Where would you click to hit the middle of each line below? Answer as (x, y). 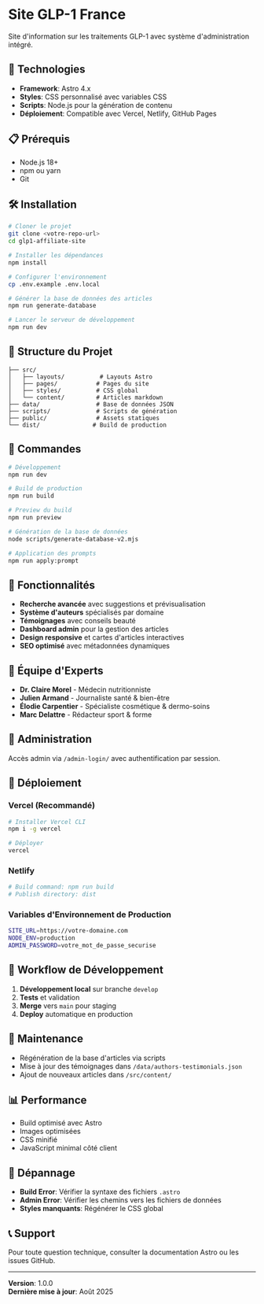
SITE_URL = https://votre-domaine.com (68, 931)
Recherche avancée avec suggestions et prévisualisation (112, 604)
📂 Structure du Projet (60, 352)
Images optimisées (50, 1132)
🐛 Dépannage (42, 1173)
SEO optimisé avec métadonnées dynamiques (95, 646)
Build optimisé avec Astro (61, 1123)
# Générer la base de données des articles (81, 298)
